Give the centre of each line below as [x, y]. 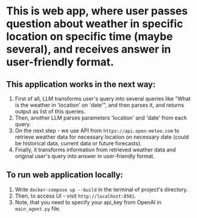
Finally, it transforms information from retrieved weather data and [95, 150]
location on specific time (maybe [90, 37]
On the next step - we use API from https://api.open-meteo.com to [97, 131]
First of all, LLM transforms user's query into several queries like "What [103, 98]
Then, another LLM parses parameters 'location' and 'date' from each [101, 118]
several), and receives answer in [89, 50]
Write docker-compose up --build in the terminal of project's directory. [101, 189]
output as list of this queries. [50, 111]
